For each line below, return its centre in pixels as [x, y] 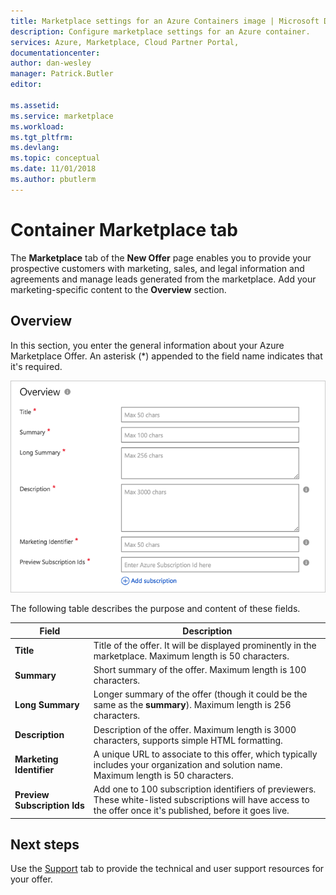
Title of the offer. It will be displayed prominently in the [205, 645]
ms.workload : [37, 126]
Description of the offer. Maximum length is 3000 [195, 729]
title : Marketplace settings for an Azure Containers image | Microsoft [165, 21]
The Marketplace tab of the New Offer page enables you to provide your [161, 257]
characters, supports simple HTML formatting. [188, 740]
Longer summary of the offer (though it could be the [200, 694]
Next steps [45, 844]
